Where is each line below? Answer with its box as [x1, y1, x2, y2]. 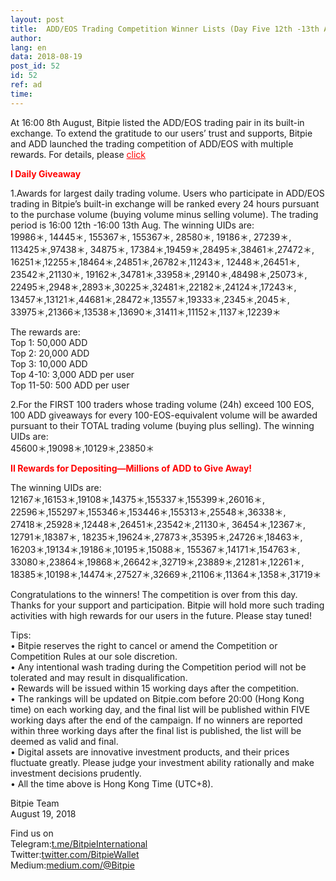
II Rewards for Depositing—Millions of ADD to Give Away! [10, 462, 253, 474]
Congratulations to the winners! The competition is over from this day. [10, 588, 298, 600]
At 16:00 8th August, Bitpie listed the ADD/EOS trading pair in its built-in [10, 116, 305, 128]
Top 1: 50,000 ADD [10, 336, 88, 348]
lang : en [10, 42, 47, 53]
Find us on [10, 827, 54, 839]
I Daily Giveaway [10, 167, 82, 180]
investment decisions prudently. [10, 767, 142, 779]
